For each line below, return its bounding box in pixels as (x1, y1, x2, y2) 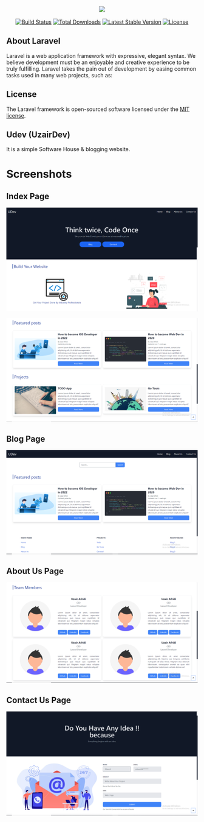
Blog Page (6, 433, 46, 444)
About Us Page (6, 565, 64, 576)
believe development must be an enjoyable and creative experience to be (6, 58, 190, 66)
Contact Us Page (6, 695, 71, 705)
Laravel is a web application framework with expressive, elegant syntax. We (6, 52, 196, 59)
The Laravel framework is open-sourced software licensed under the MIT (6, 105, 190, 113)
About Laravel (6, 36, 61, 46)
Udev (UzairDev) (6, 130, 71, 140)
